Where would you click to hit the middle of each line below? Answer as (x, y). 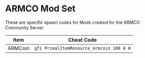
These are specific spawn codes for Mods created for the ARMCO (72, 22)
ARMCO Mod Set (40, 9)
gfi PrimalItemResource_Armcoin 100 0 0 (83, 48)
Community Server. (25, 27)
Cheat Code (82, 40)
